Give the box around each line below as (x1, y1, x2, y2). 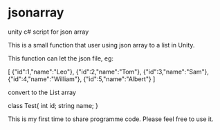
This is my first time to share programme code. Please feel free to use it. (8, 115, 214, 123)
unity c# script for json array (8, 28, 89, 36)
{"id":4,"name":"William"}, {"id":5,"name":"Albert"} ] (8, 74, 156, 83)
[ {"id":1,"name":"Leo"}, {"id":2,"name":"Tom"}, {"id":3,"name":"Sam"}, (8, 67, 210, 76)
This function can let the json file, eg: (8, 54, 113, 63)
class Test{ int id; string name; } (8, 101, 99, 109)
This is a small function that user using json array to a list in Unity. (8, 41, 195, 49)
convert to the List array (8, 88, 77, 96)
